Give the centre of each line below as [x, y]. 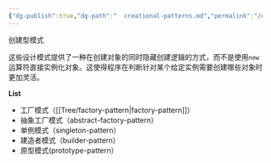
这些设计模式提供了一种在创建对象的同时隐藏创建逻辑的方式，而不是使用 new [134, 56]
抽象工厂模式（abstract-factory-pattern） [89, 120]
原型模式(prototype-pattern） [69, 150]
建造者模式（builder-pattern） [70, 140]
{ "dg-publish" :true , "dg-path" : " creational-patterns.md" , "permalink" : [131, 16]
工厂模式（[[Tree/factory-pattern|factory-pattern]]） [107, 110]
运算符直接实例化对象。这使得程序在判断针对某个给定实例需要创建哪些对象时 [135, 67]
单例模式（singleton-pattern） [70, 130]
